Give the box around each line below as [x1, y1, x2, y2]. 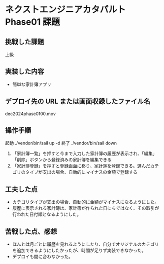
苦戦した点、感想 [5, 227, 57, 235]
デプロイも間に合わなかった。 [12, 254, 73, 260]
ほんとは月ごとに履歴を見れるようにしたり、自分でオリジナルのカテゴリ [12, 241, 159, 247]
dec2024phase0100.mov [5, 111, 56, 116]
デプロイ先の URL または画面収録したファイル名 [5, 97, 150, 106]
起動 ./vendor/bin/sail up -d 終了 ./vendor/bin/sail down [5, 140, 117, 146]
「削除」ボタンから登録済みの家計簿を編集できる [12, 157, 112, 163]
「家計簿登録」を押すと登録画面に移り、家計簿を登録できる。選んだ [12, 163, 150, 169]
